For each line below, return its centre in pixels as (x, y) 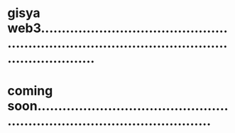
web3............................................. (118, 28)
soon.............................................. (118, 106)
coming (30, 91)
